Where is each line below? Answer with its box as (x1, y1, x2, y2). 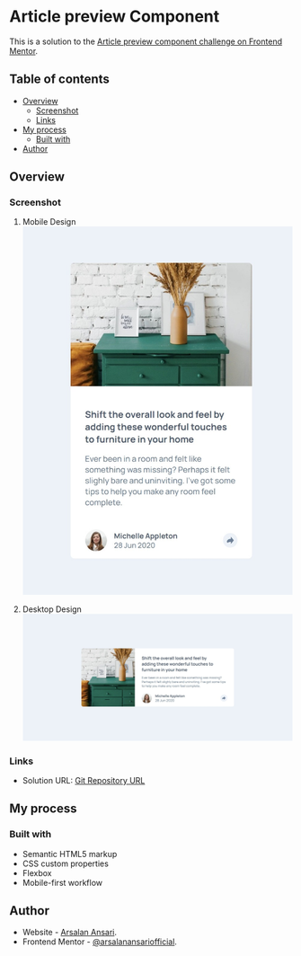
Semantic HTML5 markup (22, 848, 118, 859)
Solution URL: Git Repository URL (22, 775, 146, 785)
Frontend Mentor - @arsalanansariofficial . (22, 936, 178, 947)
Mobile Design (22, 217, 76, 227)
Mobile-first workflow (22, 877, 103, 888)
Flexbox (22, 867, 52, 878)
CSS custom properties (22, 858, 110, 869)
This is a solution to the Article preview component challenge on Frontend (9, 36, 283, 47)
